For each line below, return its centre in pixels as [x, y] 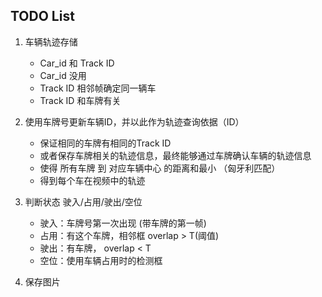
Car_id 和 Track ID [77, 63]
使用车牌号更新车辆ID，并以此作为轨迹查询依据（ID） [134, 121]
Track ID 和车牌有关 [80, 100]
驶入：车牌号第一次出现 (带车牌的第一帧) [123, 223]
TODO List [42, 16]
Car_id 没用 [63, 75]
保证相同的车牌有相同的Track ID [105, 143]
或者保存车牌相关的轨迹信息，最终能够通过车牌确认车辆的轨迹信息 [175, 155]
